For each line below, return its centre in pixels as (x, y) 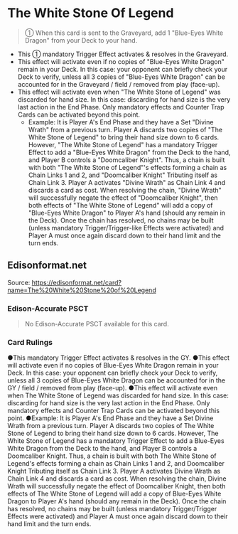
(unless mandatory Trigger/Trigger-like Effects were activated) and (126, 228)
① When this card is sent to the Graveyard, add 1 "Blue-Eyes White (124, 33)
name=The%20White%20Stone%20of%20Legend (82, 290)
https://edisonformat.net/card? (77, 282)
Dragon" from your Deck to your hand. (81, 40)
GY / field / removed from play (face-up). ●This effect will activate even (113, 388)
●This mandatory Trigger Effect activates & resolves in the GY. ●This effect (118, 358)
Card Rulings (30, 342)
